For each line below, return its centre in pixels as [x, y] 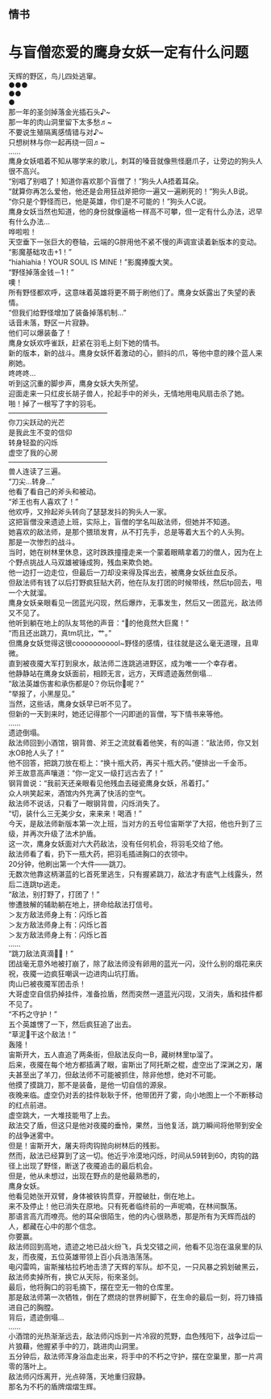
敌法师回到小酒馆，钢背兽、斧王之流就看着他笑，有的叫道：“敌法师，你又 [130, 743]
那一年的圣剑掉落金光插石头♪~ [60, 112]
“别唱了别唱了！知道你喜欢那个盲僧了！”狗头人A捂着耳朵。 [106, 181]
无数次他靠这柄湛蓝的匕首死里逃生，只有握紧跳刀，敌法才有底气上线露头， [132, 874]
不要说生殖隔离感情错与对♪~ [56, 133]
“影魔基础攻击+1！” [40, 252]
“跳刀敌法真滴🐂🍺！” [41, 953]
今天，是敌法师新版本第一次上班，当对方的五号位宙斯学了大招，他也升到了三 [135, 824]
